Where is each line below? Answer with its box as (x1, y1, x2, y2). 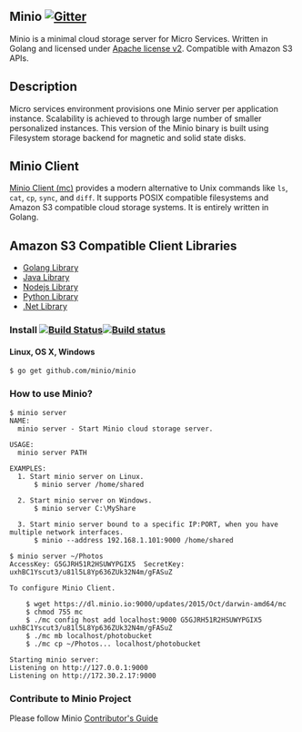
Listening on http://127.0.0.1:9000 (9, 663, 148, 672)
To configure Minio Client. (9, 584, 116, 593)
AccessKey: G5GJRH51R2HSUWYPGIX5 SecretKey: (9, 559, 185, 569)
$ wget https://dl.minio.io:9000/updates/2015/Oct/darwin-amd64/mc (25, 599, 287, 608)
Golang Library (22, 262, 79, 273)
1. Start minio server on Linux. (17, 472, 145, 481)
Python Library (22, 291, 79, 302)
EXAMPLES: (9, 463, 47, 473)
